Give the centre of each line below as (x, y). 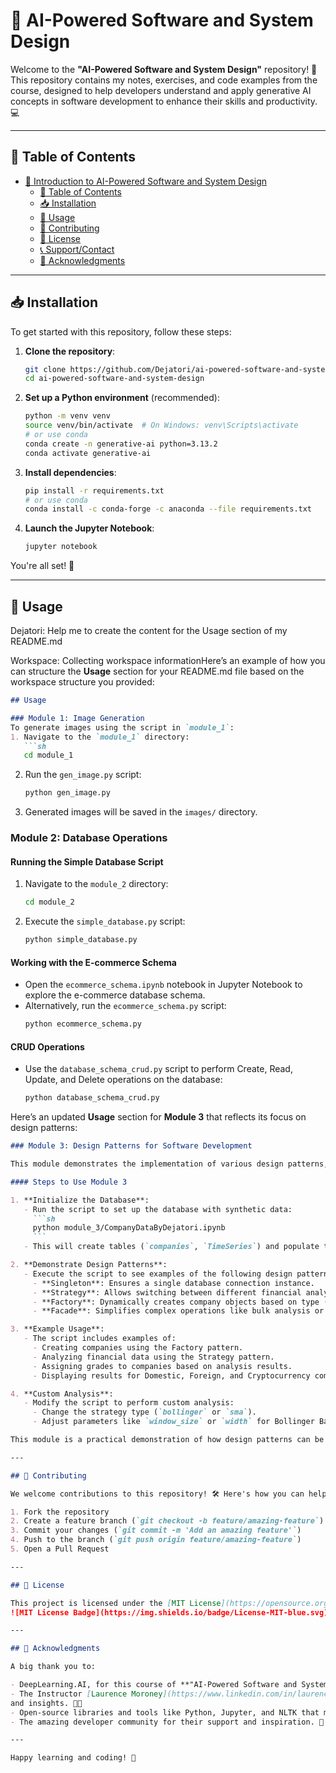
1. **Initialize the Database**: (80, 1200)
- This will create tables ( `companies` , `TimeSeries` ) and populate (171, 1247)
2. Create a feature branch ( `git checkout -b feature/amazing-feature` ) (167, 1521)
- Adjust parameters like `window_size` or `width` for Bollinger (173, 1422)
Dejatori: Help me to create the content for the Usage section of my (149, 630)
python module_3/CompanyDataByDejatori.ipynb (129, 1228)
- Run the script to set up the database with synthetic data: (158, 1209)
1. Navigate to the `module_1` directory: (100, 737)
